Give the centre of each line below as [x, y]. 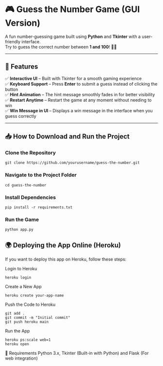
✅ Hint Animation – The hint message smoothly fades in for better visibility [80, 94]
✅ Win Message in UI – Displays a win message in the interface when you [79, 110]
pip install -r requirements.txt [39, 208]
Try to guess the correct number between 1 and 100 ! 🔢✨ [61, 47]
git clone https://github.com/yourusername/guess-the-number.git [72, 163]
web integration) [21, 358]
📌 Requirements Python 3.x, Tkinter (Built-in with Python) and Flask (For [77, 353]
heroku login [18, 278]
